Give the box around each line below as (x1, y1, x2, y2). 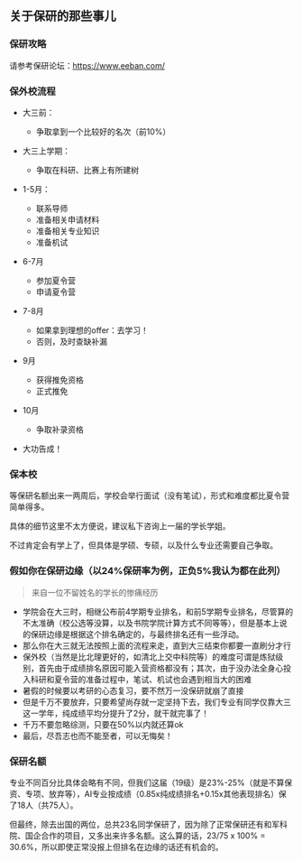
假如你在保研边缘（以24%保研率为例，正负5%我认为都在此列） (9, 565, 286, 578)
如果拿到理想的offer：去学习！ (35, 324, 149, 336)
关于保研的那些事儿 (9, 8, 116, 24)
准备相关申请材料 (35, 214, 100, 225)
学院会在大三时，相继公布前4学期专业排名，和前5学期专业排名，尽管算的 (22, 606, 294, 616)
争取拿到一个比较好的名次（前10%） (35, 125, 171, 137)
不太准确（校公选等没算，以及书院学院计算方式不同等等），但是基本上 (22, 617, 279, 628)
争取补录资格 (35, 423, 84, 435)
